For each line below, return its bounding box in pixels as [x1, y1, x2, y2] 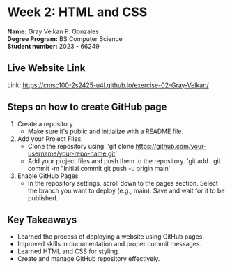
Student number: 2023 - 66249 [7, 42, 100, 50]
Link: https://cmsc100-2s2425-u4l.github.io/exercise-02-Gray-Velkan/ [7, 81, 209, 89]
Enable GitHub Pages [17, 172, 79, 180]
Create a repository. [17, 119, 75, 128]
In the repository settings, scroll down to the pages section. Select [27, 179, 218, 187]
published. [27, 193, 59, 202]
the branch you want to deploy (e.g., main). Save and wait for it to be [27, 186, 225, 195]
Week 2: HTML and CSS [7, 4, 148, 20]
